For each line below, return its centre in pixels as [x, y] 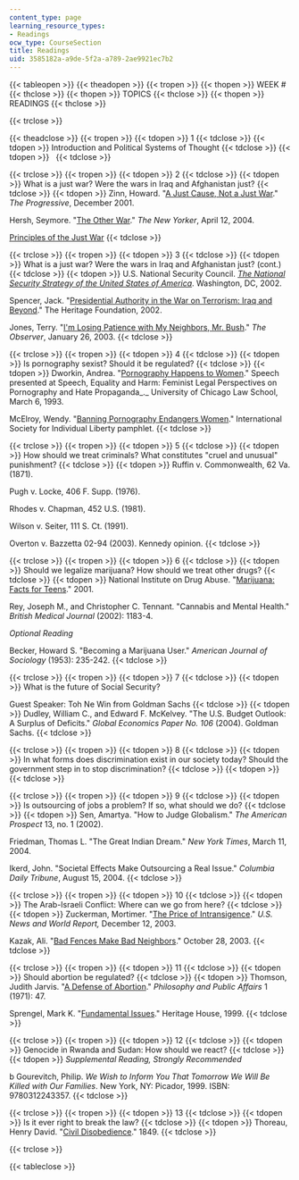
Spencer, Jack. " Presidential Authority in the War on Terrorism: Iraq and [141, 301]
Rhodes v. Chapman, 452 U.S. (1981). [78, 509]
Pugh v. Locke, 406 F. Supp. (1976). [75, 491]
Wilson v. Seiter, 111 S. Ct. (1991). [69, 526]
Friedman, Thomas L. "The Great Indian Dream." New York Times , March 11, [148, 841]
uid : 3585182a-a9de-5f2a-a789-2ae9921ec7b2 [91, 59]
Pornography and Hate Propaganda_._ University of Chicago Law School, [144, 392]
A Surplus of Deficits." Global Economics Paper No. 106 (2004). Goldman [144, 723]
